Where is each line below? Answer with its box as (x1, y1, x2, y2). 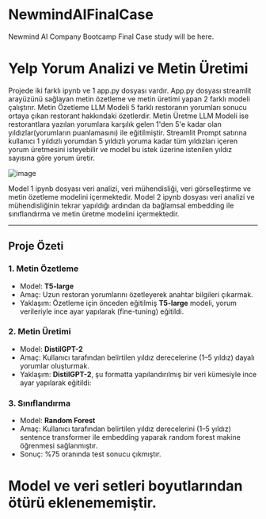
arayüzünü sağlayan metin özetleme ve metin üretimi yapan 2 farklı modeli (8, 93, 251, 104)
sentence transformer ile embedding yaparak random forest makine (19, 433, 241, 442)
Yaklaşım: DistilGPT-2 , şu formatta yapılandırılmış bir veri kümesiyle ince (19, 369, 257, 379)
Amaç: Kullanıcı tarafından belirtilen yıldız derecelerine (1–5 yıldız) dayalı (19, 353, 255, 362)
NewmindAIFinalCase (8, 6, 154, 24)
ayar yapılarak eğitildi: (19, 378, 92, 387)
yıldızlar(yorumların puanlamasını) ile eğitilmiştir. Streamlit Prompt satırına (8, 128, 247, 137)
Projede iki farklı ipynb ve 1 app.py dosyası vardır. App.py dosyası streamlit (8, 86, 252, 95)
